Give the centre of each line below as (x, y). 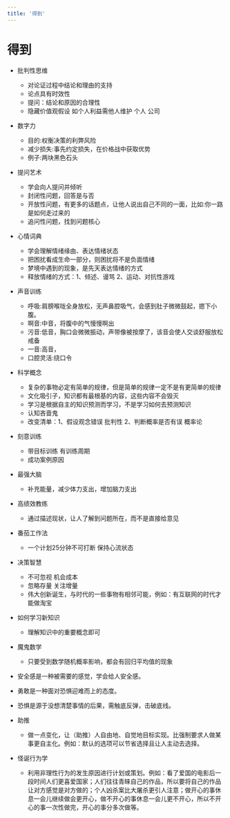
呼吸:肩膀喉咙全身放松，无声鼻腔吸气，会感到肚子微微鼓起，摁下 (119, 306)
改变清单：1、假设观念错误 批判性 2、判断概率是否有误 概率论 (115, 421)
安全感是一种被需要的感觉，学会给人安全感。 (81, 676)
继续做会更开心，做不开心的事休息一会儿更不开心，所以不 (133, 799)
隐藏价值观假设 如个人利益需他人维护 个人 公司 (94, 110)
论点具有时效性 (49, 93)
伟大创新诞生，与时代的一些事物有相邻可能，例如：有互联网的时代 (121, 594)
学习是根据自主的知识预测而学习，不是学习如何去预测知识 (109, 404)
